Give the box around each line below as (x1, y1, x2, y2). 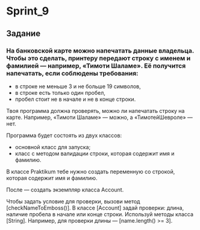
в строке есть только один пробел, (14, 89, 105, 96)
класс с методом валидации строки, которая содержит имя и (14, 150, 175, 157)
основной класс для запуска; (14, 143, 91, 150)
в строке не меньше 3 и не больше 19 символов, (14, 83, 142, 90)
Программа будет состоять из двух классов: (6, 132, 122, 139)
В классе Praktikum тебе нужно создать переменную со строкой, (6, 168, 175, 175)
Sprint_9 (6, 4, 49, 18)
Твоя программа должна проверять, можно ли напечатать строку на (6, 107, 185, 114)
